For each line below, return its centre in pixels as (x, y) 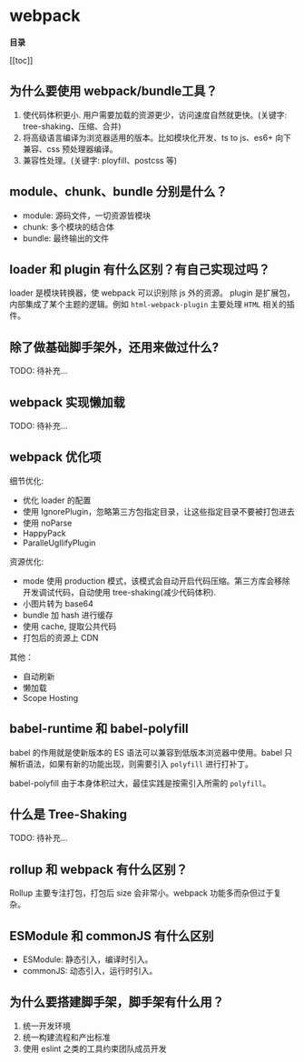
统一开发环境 (46, 1026)
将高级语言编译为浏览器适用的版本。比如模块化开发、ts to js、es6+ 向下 (157, 137)
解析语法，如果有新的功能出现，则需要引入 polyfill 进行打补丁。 (132, 764)
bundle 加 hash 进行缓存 (68, 615)
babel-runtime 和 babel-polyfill (99, 729)
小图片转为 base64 (58, 603)
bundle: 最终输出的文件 (66, 238)
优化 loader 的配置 (57, 500)
